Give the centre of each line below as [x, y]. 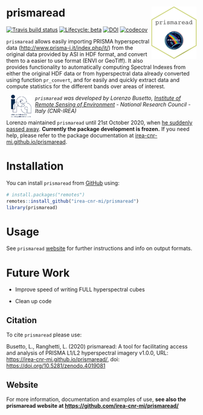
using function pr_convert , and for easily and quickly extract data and [93, 80]
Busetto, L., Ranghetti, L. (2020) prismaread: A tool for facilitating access [97, 347]
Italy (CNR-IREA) [56, 111]
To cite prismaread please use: [44, 335]
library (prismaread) [32, 207]
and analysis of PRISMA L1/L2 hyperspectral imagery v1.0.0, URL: [87, 353]
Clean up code [33, 301]
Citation [22, 320]
